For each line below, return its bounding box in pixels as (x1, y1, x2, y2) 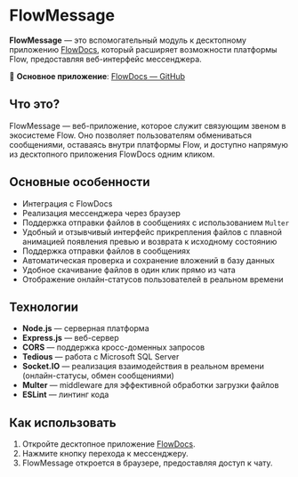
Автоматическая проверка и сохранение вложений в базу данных (21, 255, 276, 265)
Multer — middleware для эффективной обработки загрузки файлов (21, 380, 279, 391)
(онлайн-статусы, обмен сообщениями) (21, 370, 175, 381)
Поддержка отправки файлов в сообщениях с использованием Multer (21, 217, 290, 228)
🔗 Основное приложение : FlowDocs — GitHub (9, 70, 185, 81)
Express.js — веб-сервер (21, 333, 120, 344)
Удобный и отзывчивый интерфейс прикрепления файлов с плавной (21, 226, 282, 237)
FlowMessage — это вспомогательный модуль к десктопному (9, 35, 247, 45)
